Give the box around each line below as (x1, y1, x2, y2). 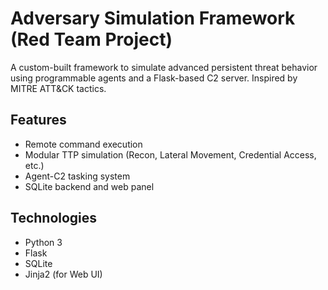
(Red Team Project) (10, 28, 173, 51)
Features (10, 112, 67, 129)
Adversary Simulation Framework (10, 7, 296, 30)
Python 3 (24, 236, 63, 248)
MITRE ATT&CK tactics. (10, 82, 107, 94)
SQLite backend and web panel (24, 180, 155, 192)
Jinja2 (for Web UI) (24, 268, 103, 280)
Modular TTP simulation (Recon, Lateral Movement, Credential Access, (24, 148, 317, 161)
